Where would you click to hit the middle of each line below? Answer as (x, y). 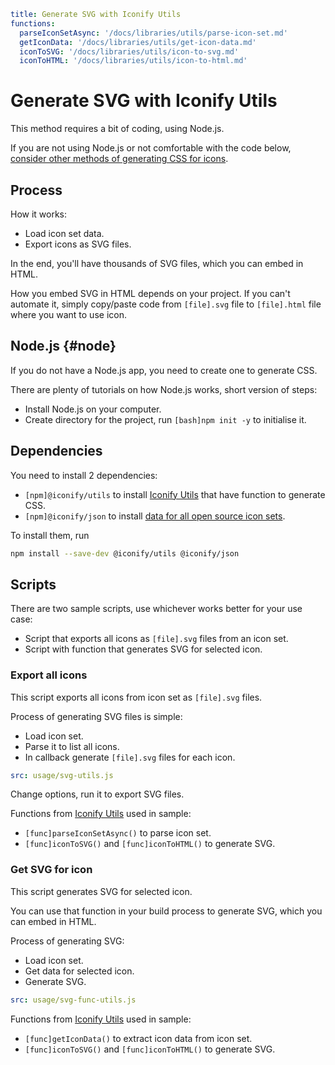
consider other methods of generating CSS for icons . (119, 159)
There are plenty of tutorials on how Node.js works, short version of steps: (164, 389)
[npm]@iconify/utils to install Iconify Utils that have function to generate (175, 494)
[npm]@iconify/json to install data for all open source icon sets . (155, 516)
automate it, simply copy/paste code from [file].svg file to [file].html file (166, 304)
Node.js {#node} (63, 346)
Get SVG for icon (51, 870)
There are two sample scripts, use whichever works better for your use (156, 609)
